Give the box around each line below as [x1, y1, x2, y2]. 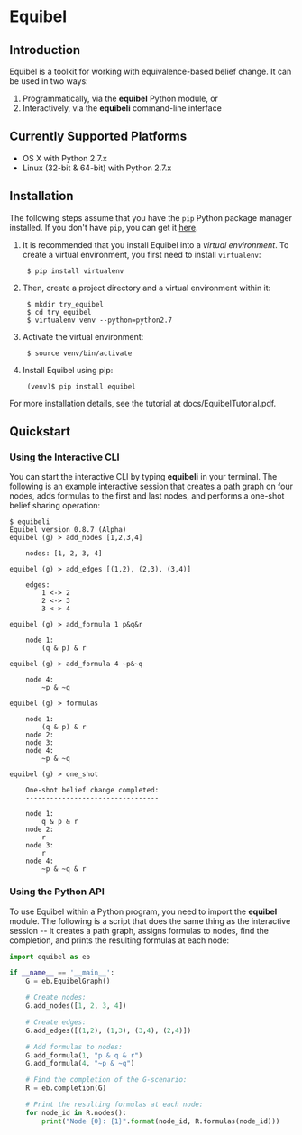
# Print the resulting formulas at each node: [25, 1100, 204, 1110]
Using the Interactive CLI [9, 451, 120, 463]
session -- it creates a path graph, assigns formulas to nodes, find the [9, 925, 269, 936]
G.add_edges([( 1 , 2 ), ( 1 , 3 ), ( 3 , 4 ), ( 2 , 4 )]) [25, 1026, 192, 1035]
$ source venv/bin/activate [26, 349, 133, 358]
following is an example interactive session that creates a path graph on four [9, 481, 293, 492]
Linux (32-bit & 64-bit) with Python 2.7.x [22, 162, 172, 173]
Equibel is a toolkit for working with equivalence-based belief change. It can [9, 66, 292, 77]
